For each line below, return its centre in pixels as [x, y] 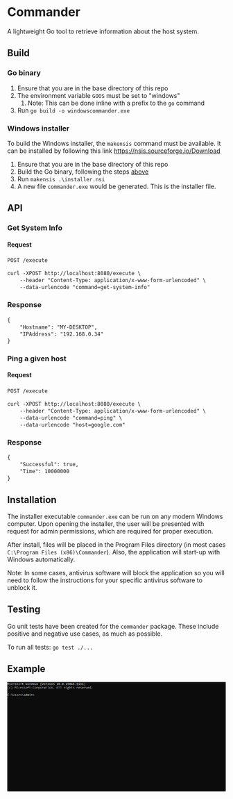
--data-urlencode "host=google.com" [73, 425]
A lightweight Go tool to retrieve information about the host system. [103, 31]
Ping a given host [37, 359]
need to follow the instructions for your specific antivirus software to [105, 580]
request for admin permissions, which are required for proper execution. [110, 531]
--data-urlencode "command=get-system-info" [85, 288]
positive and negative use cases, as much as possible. [85, 634]
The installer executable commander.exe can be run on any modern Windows [115, 516]
